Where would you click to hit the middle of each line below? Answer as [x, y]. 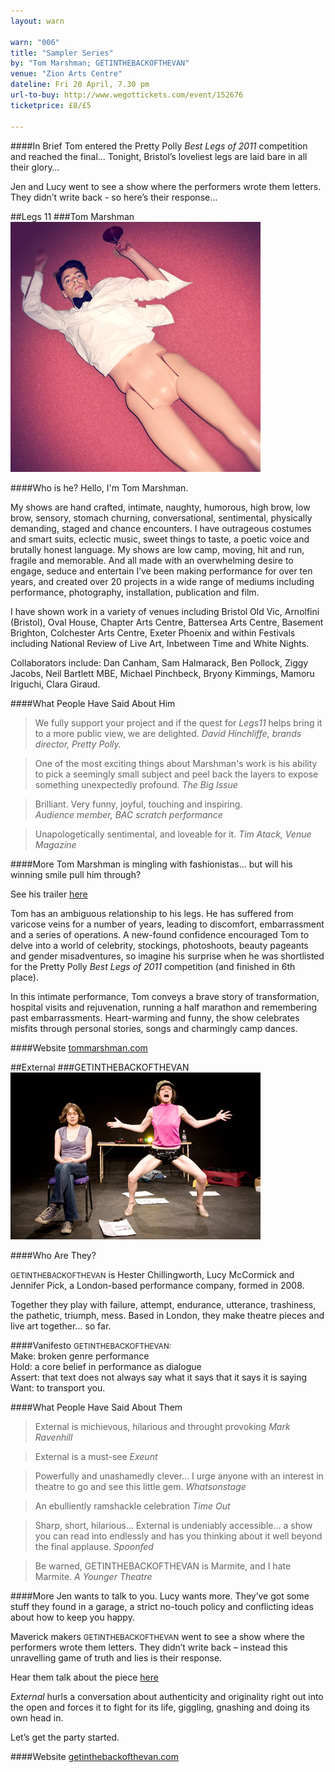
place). [24, 977]
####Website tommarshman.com [79, 1047]
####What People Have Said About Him [93, 703]
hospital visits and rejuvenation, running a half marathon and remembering [164, 1007]
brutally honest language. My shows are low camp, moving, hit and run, [157, 549]
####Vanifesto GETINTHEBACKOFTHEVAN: [91, 1345]
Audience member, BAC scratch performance [128, 814]
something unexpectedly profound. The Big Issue [136, 784]
